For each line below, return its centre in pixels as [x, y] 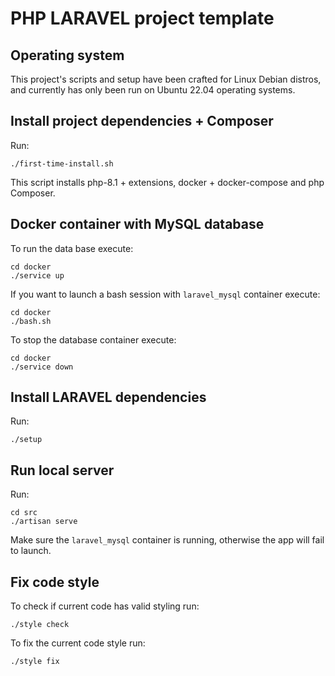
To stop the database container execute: [93, 339]
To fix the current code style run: [78, 643]
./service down [42, 367]
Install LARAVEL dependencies [108, 397]
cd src [24, 513]
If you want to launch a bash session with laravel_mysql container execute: [165, 294]
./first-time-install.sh [62, 163]
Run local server [62, 470]
